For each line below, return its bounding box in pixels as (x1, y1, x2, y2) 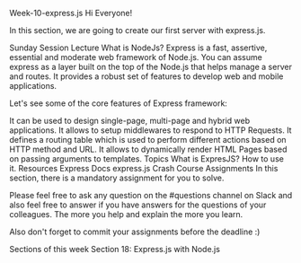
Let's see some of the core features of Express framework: (9, 98, 227, 109)
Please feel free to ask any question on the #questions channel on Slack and (9, 190, 293, 200)
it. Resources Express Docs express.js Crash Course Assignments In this (9, 163, 279, 173)
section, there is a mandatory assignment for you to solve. (9, 172, 225, 183)
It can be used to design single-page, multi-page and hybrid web (9, 116, 250, 126)
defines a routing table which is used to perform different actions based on (9, 135, 287, 145)
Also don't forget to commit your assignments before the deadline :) (9, 226, 261, 237)
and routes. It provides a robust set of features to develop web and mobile (9, 71, 284, 82)
